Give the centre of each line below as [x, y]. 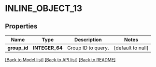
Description [88, 40]
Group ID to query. [88, 48]
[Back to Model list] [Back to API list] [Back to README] [60, 60]
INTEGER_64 [48, 48]
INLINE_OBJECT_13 [44, 8]
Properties [21, 26]
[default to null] [131, 48]
